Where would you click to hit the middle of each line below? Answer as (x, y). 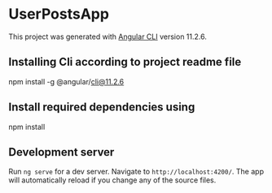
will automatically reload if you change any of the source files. (112, 180)
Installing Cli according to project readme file (125, 62)
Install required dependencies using (102, 107)
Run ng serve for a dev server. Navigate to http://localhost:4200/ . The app (136, 172)
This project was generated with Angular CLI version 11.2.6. (108, 36)
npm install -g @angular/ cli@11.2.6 (66, 81)
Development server (61, 152)
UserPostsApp (59, 14)
